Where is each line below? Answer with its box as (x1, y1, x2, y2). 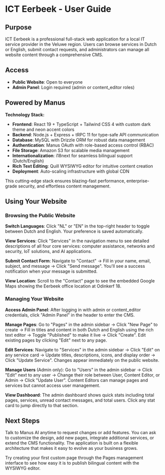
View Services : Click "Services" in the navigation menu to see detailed (5, 238, 149, 244)
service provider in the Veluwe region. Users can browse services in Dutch (5, 41, 157, 47)
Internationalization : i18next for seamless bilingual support (12, 153, 133, 158)
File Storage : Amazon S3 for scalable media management (12, 147, 130, 153)
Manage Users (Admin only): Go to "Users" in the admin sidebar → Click (5, 367, 153, 373)
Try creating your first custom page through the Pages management (5, 455, 144, 461)
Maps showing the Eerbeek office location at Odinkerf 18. (5, 283, 122, 289)
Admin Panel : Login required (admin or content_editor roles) (12, 84, 135, 90)
